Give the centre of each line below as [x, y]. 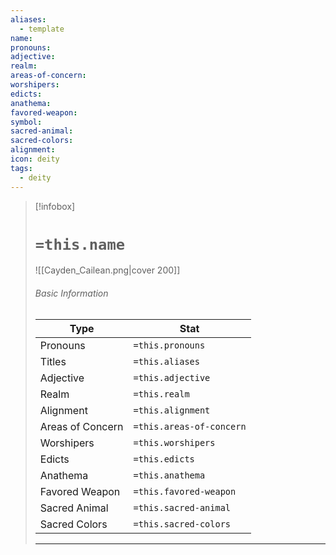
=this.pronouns [169, 345]
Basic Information [71, 293]
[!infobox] [55, 206]
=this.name [80, 244]
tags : [21, 168]
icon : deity [35, 159]
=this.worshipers [174, 442]
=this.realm [161, 394]
